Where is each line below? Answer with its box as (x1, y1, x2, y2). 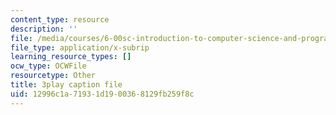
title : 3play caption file (10, 80, 123, 90)
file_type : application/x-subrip (10, 42, 150, 53)
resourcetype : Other (10, 71, 97, 81)
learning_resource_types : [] (10, 52, 132, 62)
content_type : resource (10, 14, 110, 25)
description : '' (10, 24, 78, 34)
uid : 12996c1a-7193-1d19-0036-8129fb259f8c (10, 89, 195, 99)
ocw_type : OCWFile (10, 61, 87, 71)
